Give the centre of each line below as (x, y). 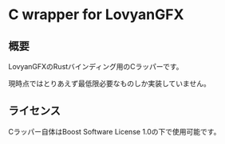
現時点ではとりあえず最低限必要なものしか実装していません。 (110, 84)
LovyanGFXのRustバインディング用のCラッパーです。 (96, 66)
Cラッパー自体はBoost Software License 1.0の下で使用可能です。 (114, 131)
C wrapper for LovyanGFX (96, 15)
